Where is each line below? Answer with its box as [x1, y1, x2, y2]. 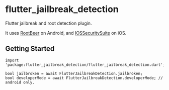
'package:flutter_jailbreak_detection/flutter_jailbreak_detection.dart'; [5, 62, 165, 67]
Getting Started [5, 44, 55, 53]
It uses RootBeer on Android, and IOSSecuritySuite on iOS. [5, 30, 127, 36]
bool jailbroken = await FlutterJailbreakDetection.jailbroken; [5, 71, 143, 76]
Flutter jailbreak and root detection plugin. [5, 20, 92, 26]
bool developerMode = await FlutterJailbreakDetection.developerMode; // [5, 75, 163, 80]
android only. [5, 79, 35, 85]
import [5, 58, 19, 63]
